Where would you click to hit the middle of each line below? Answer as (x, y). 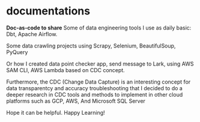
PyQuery (17, 52)
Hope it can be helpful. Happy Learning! (56, 112)
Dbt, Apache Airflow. (32, 34)
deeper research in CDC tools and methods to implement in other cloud (95, 94)
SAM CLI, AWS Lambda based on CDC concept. (65, 70)
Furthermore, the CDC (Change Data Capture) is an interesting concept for (98, 82)
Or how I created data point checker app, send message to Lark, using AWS (100, 64)
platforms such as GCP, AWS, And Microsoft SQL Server (76, 101)
